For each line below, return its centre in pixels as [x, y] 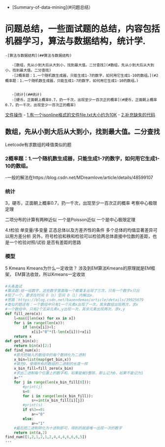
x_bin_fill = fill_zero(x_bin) [44, 369]
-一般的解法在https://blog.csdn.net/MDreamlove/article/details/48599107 [79, 178]
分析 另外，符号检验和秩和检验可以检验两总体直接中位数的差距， [87, 236]
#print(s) [33, 405]
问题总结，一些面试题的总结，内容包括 [83, 29]
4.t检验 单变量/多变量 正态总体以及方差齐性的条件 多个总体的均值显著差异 [79, 230]
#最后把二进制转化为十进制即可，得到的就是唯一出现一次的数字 [68, 428]
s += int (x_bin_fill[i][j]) [58, 401]
